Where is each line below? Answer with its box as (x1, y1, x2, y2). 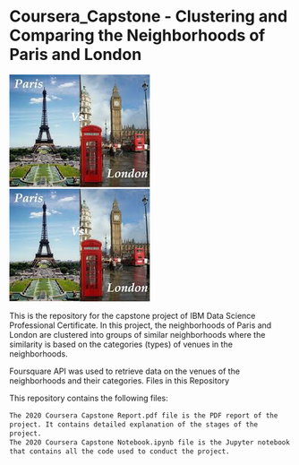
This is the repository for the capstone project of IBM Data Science (9, 310, 256, 321)
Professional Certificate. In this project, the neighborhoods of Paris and (9, 320, 272, 331)
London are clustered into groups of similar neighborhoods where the (9, 329, 266, 340)
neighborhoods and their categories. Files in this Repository (9, 375, 230, 386)
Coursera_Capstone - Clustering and (9, 6, 288, 27)
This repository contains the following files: (9, 392, 168, 403)
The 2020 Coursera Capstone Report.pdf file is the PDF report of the (9, 410, 278, 420)
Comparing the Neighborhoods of (9, 25, 266, 46)
